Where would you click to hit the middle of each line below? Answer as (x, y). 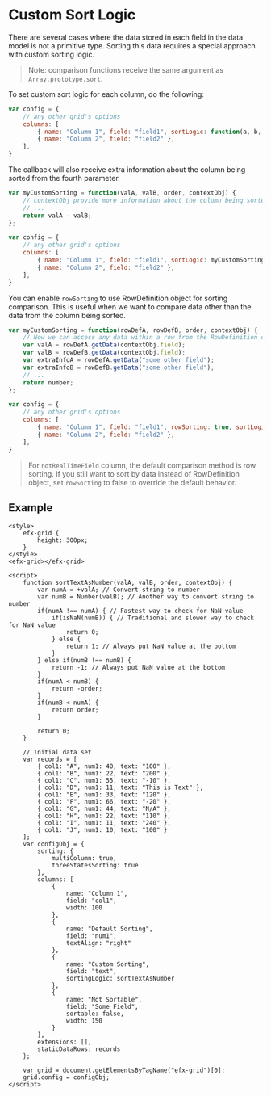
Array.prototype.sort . (65, 78)
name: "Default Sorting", (109, 929)
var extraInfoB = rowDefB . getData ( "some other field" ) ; (119, 367)
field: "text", (91, 972)
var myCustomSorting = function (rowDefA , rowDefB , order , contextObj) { (133, 330)
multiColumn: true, (84, 859)
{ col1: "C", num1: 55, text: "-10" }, (104, 781)
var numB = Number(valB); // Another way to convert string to (146, 597)
